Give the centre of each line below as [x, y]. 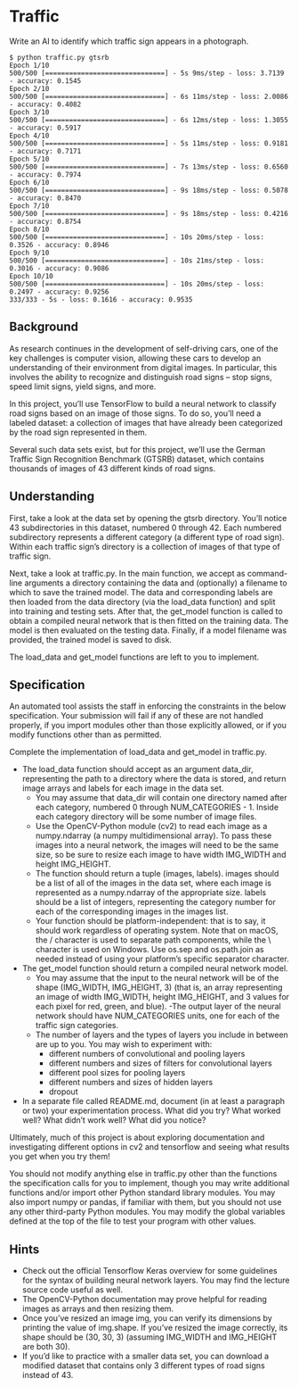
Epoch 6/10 [29, 182]
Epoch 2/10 [29, 88]
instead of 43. [48, 1375]
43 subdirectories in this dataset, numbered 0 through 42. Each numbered [145, 527]
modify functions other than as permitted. [85, 735]
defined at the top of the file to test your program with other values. [133, 1221]
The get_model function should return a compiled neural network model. [155, 968]
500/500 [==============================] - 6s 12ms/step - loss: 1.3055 [149, 120]
